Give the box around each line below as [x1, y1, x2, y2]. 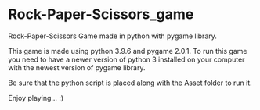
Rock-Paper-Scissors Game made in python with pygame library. [8, 31, 218, 41]
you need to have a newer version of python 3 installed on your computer [8, 55, 245, 64]
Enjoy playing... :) [8, 93, 64, 102]
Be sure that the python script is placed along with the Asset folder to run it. [8, 78, 252, 87]
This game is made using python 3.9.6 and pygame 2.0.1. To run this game [8, 46, 247, 55]
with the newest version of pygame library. [8, 62, 146, 72]
